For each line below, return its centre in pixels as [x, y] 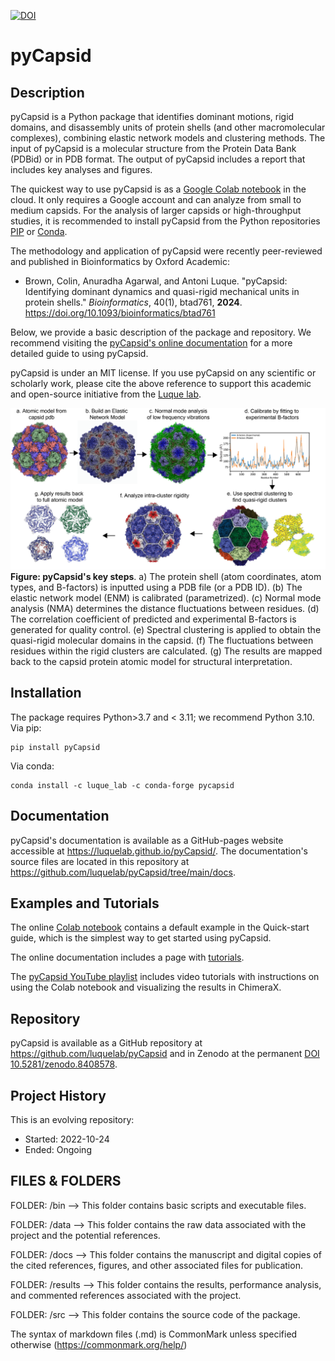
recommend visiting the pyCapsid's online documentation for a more [151, 343]
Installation [46, 693]
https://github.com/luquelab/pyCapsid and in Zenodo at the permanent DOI [165, 1054]
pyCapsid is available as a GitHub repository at [106, 1043]
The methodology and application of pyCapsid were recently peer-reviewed [166, 251]
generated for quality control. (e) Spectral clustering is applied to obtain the [166, 629]
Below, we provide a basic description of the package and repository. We [161, 332]
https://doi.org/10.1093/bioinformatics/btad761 [120, 313]
